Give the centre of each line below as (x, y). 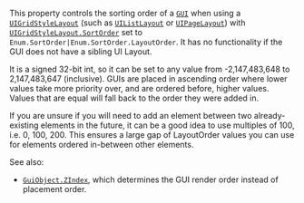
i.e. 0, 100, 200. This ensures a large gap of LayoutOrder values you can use (152, 135)
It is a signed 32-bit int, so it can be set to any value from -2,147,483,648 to (150, 69)
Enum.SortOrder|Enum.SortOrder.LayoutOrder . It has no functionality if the (146, 42)
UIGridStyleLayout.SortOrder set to (76, 32)
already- (270, 116)
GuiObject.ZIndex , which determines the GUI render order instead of (150, 179)
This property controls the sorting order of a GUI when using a (125, 13)
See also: (27, 162)
